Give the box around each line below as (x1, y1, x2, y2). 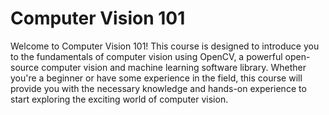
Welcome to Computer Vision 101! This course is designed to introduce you (10, 40, 320, 52)
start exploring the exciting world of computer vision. (10, 93, 229, 105)
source (10, 61, 40, 73)
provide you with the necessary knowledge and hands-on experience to (10, 82, 307, 94)
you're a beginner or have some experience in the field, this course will (10, 72, 303, 84)
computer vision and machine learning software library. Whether (41, 61, 307, 73)
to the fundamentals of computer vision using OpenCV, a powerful (10, 50, 283, 62)
